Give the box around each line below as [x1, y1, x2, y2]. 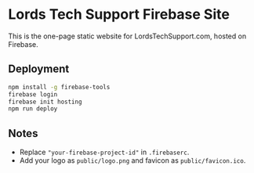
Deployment [8, 63, 70, 76]
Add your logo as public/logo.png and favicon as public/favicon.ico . [19, 156, 246, 165]
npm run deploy [8, 105, 58, 113]
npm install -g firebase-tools [8, 83, 111, 91]
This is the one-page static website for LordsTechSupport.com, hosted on [8, 31, 247, 41]
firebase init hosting [8, 98, 82, 106]
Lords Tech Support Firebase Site [8, 5, 230, 23]
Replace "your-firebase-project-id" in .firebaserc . [19, 147, 190, 157]
